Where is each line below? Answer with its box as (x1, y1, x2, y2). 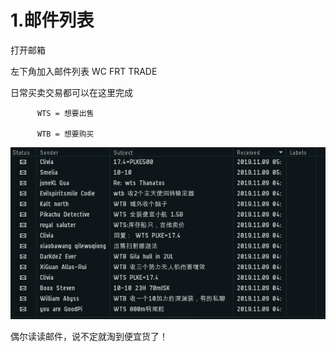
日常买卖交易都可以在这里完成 (10, 86, 133, 98)
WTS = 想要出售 (36, 108, 95, 118)
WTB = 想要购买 (36, 129, 95, 139)
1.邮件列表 (10, 9, 95, 32)
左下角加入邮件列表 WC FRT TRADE (10, 65, 158, 77)
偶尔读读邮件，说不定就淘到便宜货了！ (10, 330, 168, 342)
